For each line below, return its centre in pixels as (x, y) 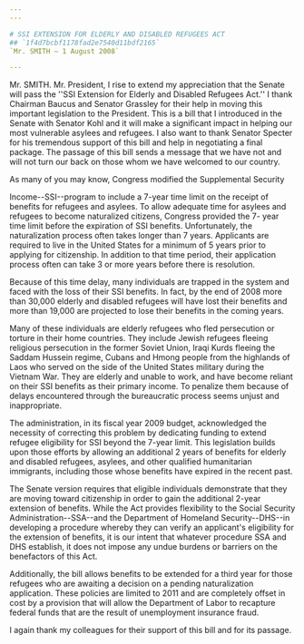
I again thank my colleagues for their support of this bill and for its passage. (151, 630)
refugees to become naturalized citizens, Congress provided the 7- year (144, 216)
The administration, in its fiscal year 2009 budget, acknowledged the (138, 424)
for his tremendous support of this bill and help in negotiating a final (136, 142)
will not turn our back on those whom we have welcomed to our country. (145, 162)
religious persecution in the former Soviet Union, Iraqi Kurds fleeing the (142, 348)
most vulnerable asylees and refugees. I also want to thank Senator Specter (151, 133)
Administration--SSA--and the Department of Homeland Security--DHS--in (150, 518)
